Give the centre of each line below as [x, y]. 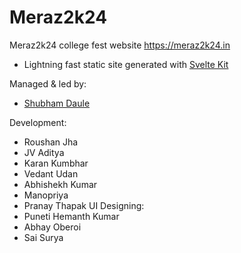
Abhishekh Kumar [60, 184]
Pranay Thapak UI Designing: [84, 205]
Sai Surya [43, 237]
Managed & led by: [48, 83]
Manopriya [46, 195]
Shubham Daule [57, 103]
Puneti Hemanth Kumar [71, 216]
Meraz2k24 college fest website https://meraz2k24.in [120, 45]
